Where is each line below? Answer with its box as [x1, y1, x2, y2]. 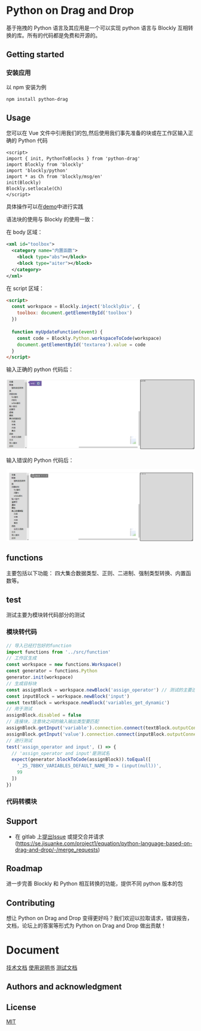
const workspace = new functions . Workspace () [6, 662, 121, 668]
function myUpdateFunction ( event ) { [11, 328, 103, 335]
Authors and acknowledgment [6, 982, 122, 992]
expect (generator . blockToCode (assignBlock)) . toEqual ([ [11, 757, 151, 763]
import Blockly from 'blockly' [6, 162, 84, 168]
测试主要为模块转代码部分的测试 [6, 611, 85, 618]
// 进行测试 [6, 737, 33, 743]
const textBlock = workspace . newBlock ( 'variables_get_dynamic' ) [6, 700, 170, 706]
